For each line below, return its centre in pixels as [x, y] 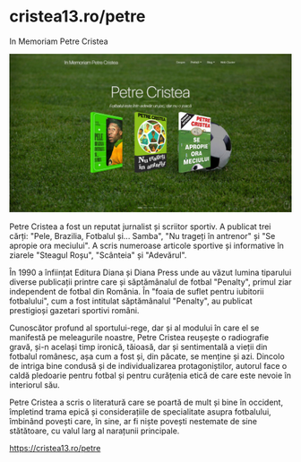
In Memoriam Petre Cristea [59, 41]
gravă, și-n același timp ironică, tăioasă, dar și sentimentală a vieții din [138, 347]
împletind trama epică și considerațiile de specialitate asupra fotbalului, [140, 412]
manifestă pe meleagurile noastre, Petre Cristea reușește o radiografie [139, 338]
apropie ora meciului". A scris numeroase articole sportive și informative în [147, 246]
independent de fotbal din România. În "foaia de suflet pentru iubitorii [137, 292]
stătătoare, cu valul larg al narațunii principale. [95, 431]
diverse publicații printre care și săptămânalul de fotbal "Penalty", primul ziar [150, 282]
